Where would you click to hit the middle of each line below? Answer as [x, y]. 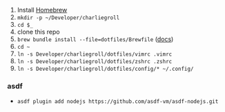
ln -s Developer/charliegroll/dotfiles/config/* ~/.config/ [105, 69]
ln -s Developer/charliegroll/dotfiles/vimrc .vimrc [95, 54]
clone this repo [38, 32]
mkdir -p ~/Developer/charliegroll [68, 18]
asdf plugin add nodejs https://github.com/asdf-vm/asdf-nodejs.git [118, 102]
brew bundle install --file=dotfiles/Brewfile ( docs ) [95, 39]
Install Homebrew [42, 10]
